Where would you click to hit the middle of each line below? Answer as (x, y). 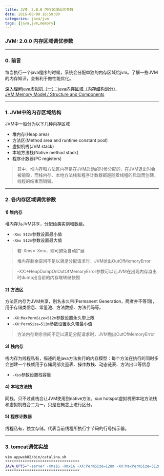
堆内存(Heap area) (31, 134)
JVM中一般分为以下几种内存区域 (38, 124)
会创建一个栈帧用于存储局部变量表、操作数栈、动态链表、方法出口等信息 (78, 364)
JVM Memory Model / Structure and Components (55, 94)
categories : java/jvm (27, 19)
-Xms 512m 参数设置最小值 (37, 234)
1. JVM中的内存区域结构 (33, 112)
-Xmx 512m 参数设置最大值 (37, 240)
